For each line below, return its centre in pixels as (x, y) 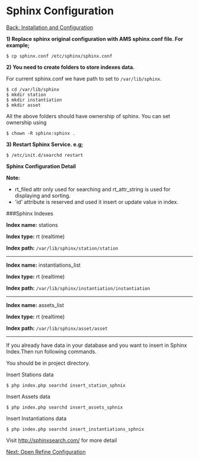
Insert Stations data (30, 374)
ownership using (26, 122)
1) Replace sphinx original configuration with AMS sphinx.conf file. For (95, 39)
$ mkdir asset (24, 105)
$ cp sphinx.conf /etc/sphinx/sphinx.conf (59, 56)
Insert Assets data (28, 396)
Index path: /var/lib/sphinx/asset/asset (57, 328)
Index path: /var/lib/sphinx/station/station (62, 248)
